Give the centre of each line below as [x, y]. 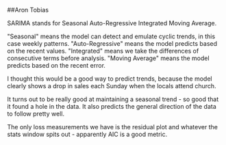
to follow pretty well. [36, 114]
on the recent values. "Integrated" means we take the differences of [103, 51]
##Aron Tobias [28, 10]
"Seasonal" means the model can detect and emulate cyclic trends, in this [111, 36]
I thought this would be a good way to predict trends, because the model [110, 79]
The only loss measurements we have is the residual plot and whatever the [112, 127]
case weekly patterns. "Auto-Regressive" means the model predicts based [112, 43]
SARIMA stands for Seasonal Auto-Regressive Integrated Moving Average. [112, 23]
